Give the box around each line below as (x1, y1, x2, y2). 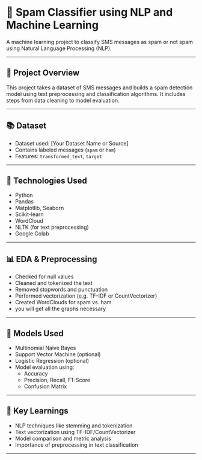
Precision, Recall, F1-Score (23, 377, 91, 383)
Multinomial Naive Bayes (14, 344, 76, 351)
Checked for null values (14, 273, 74, 280)
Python (14, 191, 33, 199)
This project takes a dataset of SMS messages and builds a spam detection (6, 84, 193, 91)
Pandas (14, 198, 34, 205)
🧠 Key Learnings (6, 406, 69, 416)
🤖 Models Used (6, 328, 64, 339)
